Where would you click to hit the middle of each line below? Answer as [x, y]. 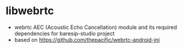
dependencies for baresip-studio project [64, 33]
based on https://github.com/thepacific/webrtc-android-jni [87, 40]
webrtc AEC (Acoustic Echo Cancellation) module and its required [96, 27]
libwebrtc [30, 11]
